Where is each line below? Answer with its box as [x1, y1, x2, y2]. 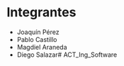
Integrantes [6, 4, 77, 21]
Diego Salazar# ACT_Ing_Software [16, 50, 118, 59]
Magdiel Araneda [16, 43, 68, 51]
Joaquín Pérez [16, 28, 60, 36]
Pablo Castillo [16, 35, 57, 43]
